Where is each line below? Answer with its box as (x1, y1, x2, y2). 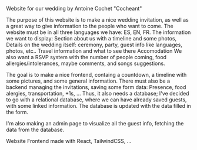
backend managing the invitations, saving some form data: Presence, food (6, 84, 186, 90)
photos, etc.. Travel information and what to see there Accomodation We (6, 47, 182, 54)
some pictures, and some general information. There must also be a (6, 77, 171, 84)
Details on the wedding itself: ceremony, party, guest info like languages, (6, 41, 182, 48)
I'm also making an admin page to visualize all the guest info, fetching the (6, 120, 184, 127)
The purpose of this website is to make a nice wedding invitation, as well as (6, 16, 189, 23)
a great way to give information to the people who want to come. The (6, 23, 173, 29)
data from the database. (6, 126, 65, 133)
